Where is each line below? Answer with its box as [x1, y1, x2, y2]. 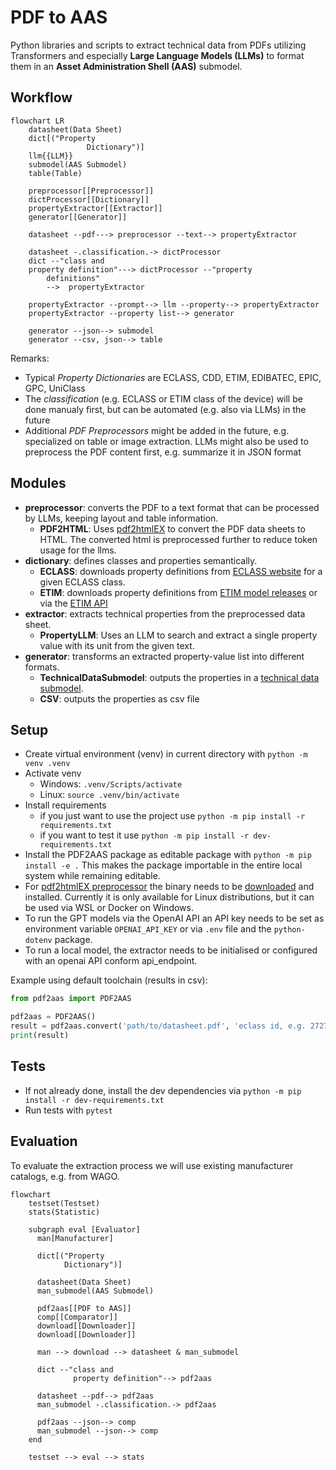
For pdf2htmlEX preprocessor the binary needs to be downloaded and [24, 881, 315, 893]
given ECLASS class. [39, 576, 126, 588]
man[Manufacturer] [36, 1233, 114, 1243]
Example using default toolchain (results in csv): [10, 974, 208, 986]
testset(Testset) [28, 1198, 101, 1208]
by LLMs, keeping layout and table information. [24, 512, 219, 524]
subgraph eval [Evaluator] [28, 1224, 141, 1235]
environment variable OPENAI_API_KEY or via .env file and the [24, 923, 272, 935]
